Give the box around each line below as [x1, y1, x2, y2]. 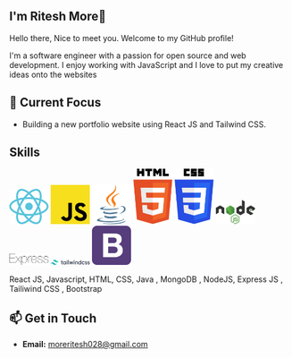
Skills [9, 145, 40, 160]
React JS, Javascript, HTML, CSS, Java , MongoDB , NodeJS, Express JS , [9, 274, 283, 285]
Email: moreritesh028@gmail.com [21, 338, 149, 349]
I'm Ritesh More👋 [9, 9, 107, 24]
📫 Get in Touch [9, 311, 97, 326]
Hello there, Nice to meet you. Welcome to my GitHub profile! [9, 32, 234, 43]
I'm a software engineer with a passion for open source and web [9, 50, 247, 61]
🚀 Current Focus [9, 95, 102, 110]
